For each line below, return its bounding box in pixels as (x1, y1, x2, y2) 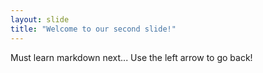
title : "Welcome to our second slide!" (10, 24, 177, 34)
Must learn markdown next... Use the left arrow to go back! (10, 51, 253, 63)
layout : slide (10, 14, 70, 25)
